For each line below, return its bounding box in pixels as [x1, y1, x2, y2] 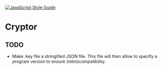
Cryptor [5, 22, 37, 32]
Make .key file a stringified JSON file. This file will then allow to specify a [12, 54, 158, 59]
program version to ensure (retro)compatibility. [12, 58, 106, 64]
